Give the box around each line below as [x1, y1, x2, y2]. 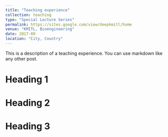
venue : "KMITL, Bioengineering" [5, 27, 74, 32]
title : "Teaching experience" [5, 7, 70, 13]
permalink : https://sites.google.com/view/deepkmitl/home [5, 22, 132, 27]
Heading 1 [5, 74, 49, 85]
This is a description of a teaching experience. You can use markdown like [5, 50, 163, 56]
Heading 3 [5, 121, 50, 132]
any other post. [5, 55, 38, 62]
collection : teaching [5, 12, 52, 17]
